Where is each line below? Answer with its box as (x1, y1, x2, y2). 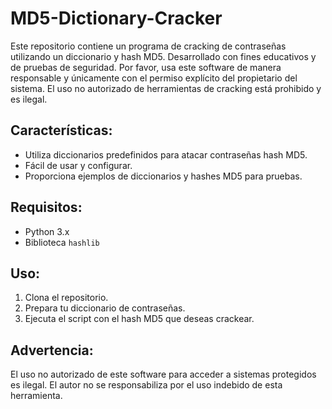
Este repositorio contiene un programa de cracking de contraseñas (10, 40, 287, 52)
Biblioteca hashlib (24, 236, 100, 248)
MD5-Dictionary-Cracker (10, 7, 223, 30)
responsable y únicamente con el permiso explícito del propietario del (10, 72, 298, 84)
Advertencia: (10, 342, 94, 359)
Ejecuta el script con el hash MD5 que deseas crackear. (24, 313, 255, 325)
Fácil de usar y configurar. (24, 159, 133, 171)
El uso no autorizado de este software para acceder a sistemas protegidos (10, 368, 317, 381)
